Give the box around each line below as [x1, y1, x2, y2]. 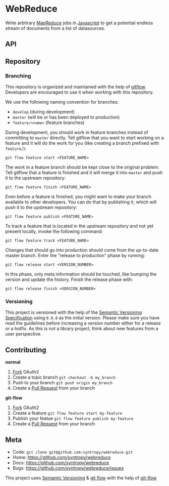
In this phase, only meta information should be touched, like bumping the [5, 271, 157, 277]
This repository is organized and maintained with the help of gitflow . [5, 84, 146, 90]
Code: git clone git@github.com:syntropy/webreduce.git [12, 449, 133, 455]
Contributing [5, 345, 46, 354]
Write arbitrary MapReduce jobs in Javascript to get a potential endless [5, 20, 153, 26]
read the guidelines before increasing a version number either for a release [5, 320, 161, 327]
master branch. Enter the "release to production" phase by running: [5, 253, 145, 259]
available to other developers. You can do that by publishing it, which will [5, 199, 157, 205]
